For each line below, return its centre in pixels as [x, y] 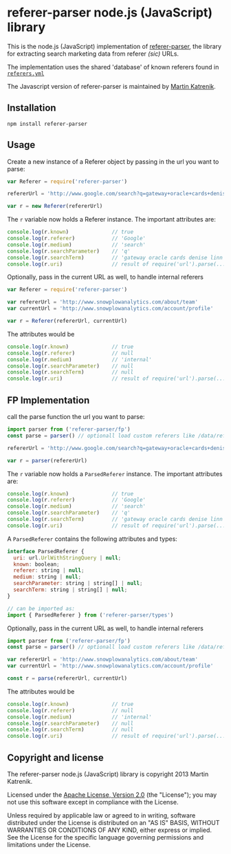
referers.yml [26, 74]
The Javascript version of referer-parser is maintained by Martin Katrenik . [112, 86]
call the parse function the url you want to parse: [76, 417]
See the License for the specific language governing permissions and [106, 837]
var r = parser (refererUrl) [47, 460]
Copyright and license [56, 757]
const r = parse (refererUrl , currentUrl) [67, 679]
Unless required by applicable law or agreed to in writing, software [101, 815]
